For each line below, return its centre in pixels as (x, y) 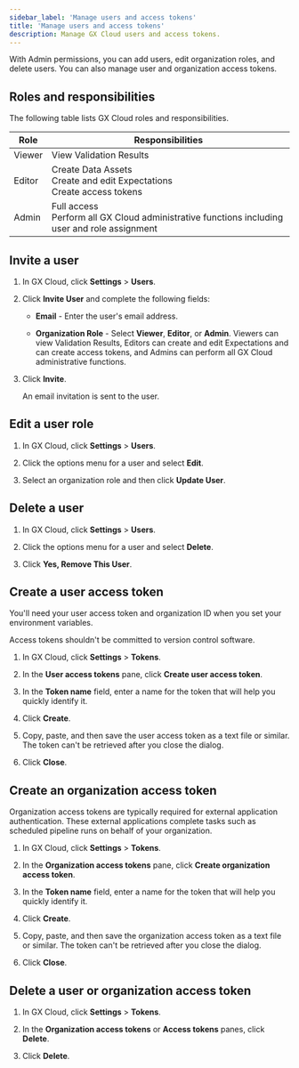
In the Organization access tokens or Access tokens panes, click (143, 1030)
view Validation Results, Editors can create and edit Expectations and (162, 343)
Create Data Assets (92, 170)
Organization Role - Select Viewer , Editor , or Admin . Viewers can (157, 333)
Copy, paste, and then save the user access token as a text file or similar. (156, 736)
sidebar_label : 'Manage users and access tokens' (103, 17)
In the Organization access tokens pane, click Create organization (146, 865)
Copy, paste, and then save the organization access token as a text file (152, 936)
